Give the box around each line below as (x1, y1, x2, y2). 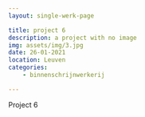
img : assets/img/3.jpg (8, 41, 84, 49)
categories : (8, 63, 48, 72)
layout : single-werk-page (8, 11, 94, 20)
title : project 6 (8, 26, 66, 34)
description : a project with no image (8, 34, 137, 42)
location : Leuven (8, 56, 66, 64)
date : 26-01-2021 (8, 49, 66, 57)
